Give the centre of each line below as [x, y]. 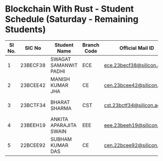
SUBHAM [61, 139]
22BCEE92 [33, 145]
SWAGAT [61, 59]
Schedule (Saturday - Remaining [72, 19]
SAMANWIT [64, 65]
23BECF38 [33, 65]
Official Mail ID [137, 48]
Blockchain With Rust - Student [70, 9]
